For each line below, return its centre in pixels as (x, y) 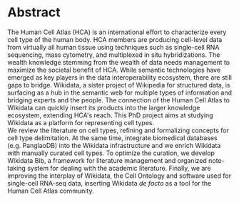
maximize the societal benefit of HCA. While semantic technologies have (114, 70)
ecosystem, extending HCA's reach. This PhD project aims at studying (110, 115)
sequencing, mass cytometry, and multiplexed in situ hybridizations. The (114, 55)
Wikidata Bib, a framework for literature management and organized (107, 160)
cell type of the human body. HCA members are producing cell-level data (115, 39)
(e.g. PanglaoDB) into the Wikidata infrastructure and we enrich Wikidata (114, 145)
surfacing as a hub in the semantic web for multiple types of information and (120, 92)
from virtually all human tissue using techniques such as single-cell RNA (113, 47)
